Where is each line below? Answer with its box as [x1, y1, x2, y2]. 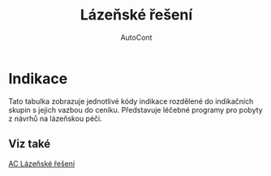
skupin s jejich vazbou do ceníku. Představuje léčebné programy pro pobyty [8, 105, 263, 114]
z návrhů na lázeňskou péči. [8, 114, 103, 123]
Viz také [8, 137, 51, 151]
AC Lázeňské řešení [8, 158, 75, 168]
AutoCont [120, 32, 153, 42]
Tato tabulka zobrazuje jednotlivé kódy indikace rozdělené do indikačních [8, 96, 254, 106]
